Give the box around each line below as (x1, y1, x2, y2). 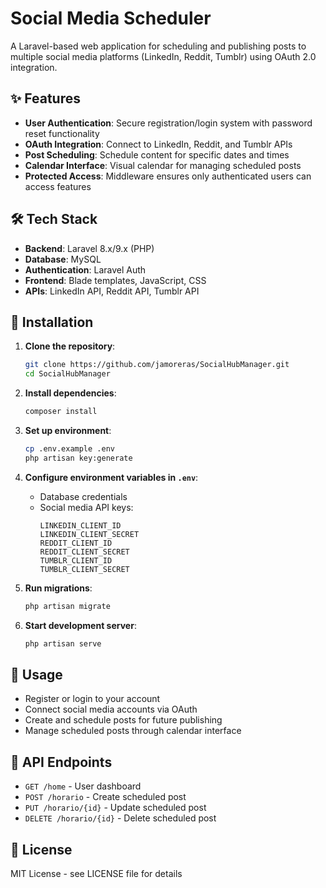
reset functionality (24, 127, 100, 139)
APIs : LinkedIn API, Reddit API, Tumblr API (24, 285, 200, 297)
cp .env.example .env (24, 444, 115, 454)
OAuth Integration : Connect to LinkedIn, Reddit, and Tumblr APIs (24, 138, 293, 150)
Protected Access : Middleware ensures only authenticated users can (24, 170, 312, 182)
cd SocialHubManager (24, 369, 111, 379)
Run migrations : (24, 582, 93, 594)
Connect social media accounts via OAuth (24, 703, 198, 716)
